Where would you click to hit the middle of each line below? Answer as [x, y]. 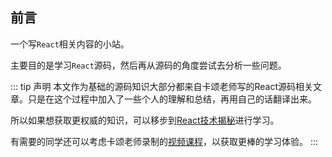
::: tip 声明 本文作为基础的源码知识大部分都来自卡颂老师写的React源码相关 [161, 86]
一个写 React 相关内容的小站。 [70, 44]
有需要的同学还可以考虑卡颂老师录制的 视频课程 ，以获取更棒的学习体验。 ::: [164, 141]
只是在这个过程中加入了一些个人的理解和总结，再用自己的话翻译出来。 [172, 99]
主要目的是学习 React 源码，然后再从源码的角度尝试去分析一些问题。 [148, 65]
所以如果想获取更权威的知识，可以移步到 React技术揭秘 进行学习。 [145, 120]
